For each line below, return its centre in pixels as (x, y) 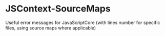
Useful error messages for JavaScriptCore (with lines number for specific (83, 22)
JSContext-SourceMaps (58, 9)
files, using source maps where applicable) (51, 27)
